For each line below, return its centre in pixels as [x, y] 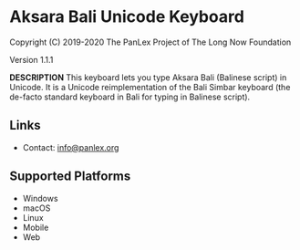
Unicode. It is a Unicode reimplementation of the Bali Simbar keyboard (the [150, 87]
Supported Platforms [70, 177]
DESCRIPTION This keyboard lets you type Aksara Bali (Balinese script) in [148, 77]
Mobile [36, 227]
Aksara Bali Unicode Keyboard [127, 17]
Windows [40, 198]
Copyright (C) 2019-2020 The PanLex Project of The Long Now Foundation [150, 42]
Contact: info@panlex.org [71, 147]
